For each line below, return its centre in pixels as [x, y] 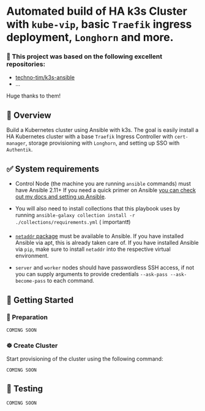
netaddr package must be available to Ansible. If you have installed [99, 236]
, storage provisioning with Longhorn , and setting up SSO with [102, 143]
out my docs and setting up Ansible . [61, 197]
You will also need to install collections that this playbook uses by [98, 209]
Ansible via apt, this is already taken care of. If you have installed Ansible [107, 243]
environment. [32, 256]
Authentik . [20, 150]
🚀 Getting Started [40, 300]
